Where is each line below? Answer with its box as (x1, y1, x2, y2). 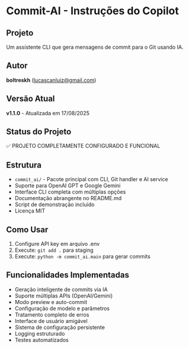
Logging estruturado (14, 330, 65, 337)
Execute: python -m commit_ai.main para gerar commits (14, 253, 151, 260)
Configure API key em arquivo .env (14, 241, 100, 248)
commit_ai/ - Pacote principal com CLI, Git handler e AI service (14, 176, 168, 183)
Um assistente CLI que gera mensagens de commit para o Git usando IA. (6, 43, 184, 50)
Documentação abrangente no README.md (14, 195, 122, 202)
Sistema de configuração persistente (14, 324, 105, 331)
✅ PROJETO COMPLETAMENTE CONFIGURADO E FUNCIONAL (6, 143, 161, 150)
